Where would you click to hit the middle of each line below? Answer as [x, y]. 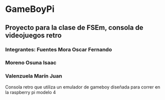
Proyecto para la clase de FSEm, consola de [74, 28]
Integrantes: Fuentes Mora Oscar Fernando [59, 49]
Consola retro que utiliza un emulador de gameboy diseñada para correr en [83, 87]
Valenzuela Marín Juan [34, 76]
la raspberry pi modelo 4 [30, 92]
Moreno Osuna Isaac [31, 63]
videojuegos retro [33, 35]
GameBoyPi [30, 9]
